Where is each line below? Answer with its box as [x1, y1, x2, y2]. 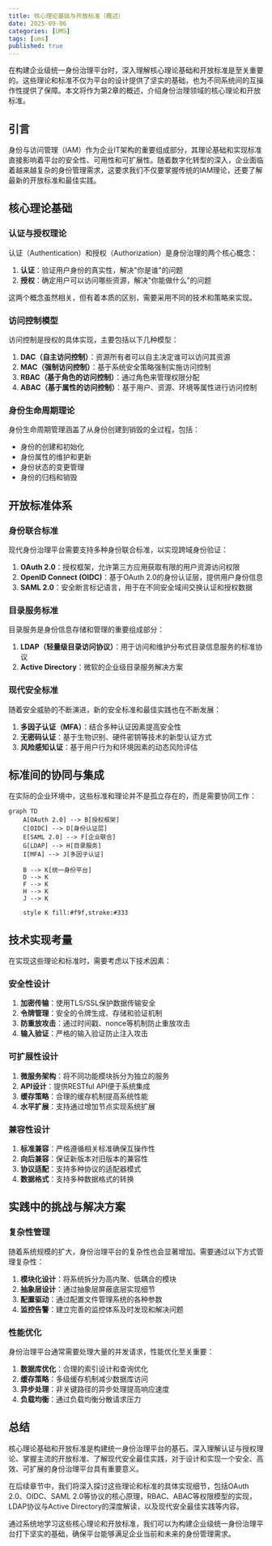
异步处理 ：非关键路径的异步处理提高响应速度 [19, 1384, 170, 1393]
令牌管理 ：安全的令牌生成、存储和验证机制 [19, 1008, 163, 1018]
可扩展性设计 [8, 1051, 59, 1062]
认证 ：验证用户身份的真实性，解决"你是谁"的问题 [19, 265, 184, 274]
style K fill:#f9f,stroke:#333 [23, 909, 129, 918]
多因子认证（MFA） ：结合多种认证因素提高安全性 [19, 722, 182, 732]
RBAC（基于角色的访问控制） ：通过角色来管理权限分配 [19, 372, 200, 382]
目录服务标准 [8, 604, 59, 615]
